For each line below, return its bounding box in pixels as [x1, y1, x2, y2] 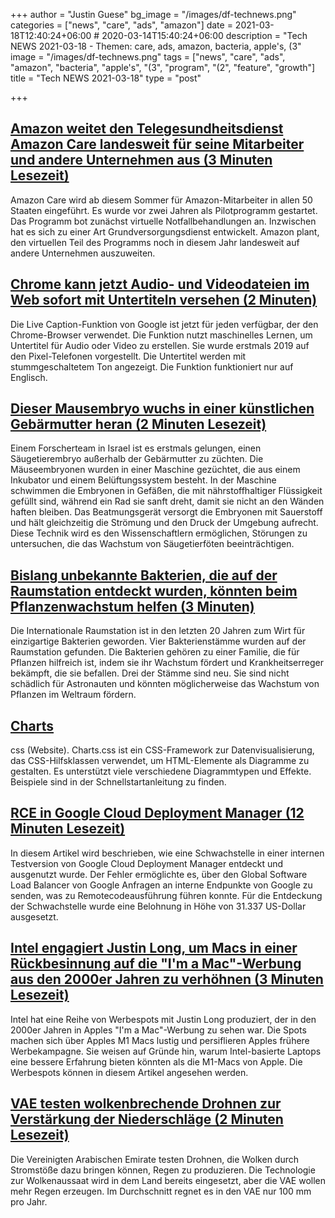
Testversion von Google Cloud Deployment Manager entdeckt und [10, 857, 284, 869]
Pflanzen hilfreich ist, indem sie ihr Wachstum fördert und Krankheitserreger [10, 657, 324, 669]
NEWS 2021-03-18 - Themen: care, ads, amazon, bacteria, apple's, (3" [10, 40, 302, 52]
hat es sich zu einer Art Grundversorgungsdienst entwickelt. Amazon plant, [10, 225, 320, 238]
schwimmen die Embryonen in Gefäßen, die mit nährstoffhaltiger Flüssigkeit [10, 485, 323, 497]
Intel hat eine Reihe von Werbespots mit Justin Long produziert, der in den [10, 1013, 317, 1025]
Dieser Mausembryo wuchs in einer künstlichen [10, 400, 315, 418]
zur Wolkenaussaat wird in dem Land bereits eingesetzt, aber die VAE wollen [10, 1174, 327, 1186]
